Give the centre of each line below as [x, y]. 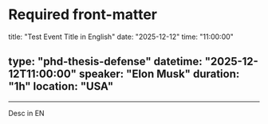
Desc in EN [27, 113]
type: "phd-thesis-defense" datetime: [105, 62]
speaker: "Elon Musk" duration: [159, 74]
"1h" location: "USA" [61, 86]
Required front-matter [83, 15]
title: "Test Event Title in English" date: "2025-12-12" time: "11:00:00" [121, 37]
